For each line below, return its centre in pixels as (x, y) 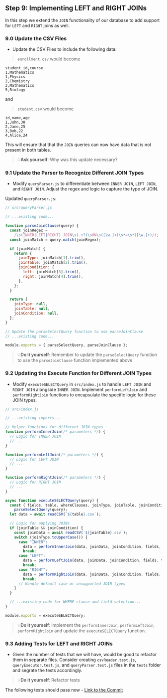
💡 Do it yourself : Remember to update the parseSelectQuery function (87, 355)
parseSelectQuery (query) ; (41, 510)
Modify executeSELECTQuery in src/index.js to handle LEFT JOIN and (82, 384)
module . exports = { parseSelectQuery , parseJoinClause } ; (66, 345)
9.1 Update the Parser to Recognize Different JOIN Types (75, 173)
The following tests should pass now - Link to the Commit (64, 690)
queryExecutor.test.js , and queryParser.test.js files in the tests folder (87, 665)
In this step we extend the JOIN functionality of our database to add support (83, 20)
